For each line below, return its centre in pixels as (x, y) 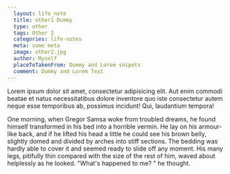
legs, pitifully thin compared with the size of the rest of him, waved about (112, 155)
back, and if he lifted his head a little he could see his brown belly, (112, 134)
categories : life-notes (47, 39)
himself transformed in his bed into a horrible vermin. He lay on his (102, 126)
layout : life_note (40, 13)
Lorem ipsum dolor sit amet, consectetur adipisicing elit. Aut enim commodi (115, 91)
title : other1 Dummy (43, 20)
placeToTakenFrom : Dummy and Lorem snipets (77, 65)
